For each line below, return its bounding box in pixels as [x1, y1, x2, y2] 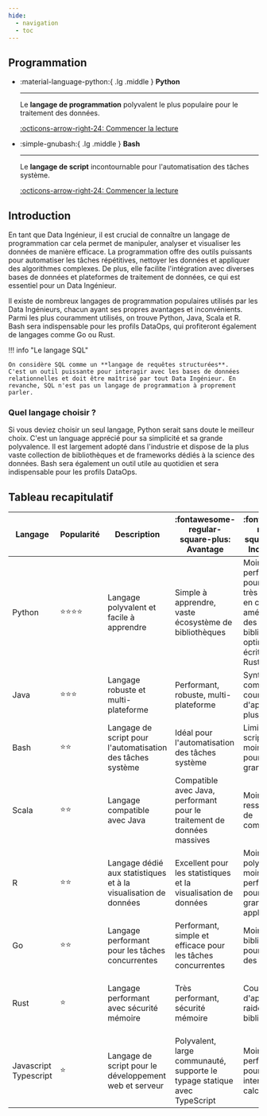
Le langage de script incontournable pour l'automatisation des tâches [19, 162, 250, 172]
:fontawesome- [174, 514, 236, 525]
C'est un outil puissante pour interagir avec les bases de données [8, 367, 240, 375]
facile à [107, 612, 135, 623]
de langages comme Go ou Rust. [8, 330, 115, 339]
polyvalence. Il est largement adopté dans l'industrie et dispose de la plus [8, 442, 250, 452]
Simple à [174, 587, 207, 598]
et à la [107, 877, 130, 889]
